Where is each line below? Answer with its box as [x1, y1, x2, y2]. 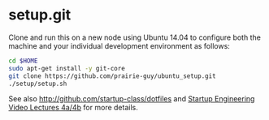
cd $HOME [8, 57, 38, 65]
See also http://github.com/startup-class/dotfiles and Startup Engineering [8, 94, 255, 104]
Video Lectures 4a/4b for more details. [8, 103, 138, 113]
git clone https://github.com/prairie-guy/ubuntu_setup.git [8, 71, 217, 80]
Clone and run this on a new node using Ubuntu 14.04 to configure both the [8, 32, 262, 42]
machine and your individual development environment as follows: [8, 41, 230, 50]
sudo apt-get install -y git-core [8, 64, 126, 72]
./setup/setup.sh [8, 79, 67, 88]
